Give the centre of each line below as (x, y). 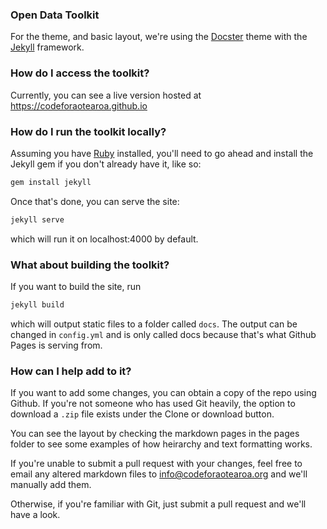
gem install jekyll (51, 182)
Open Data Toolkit (55, 15)
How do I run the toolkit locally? (88, 131)
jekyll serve (37, 219)
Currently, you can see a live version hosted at (106, 95)
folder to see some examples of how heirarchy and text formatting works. (161, 444)
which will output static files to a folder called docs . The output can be (154, 324)
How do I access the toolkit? (80, 73)
